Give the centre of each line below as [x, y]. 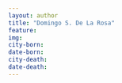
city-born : [26, 45]
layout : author [33, 15]
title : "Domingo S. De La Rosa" [61, 23]
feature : [23, 30]
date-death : [28, 67]
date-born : [26, 52]
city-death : [28, 60]
